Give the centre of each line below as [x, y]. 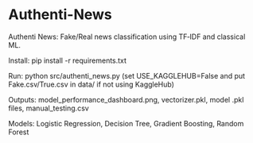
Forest [19, 132]
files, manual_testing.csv [49, 108]
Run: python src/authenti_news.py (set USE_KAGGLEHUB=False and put [127, 75]
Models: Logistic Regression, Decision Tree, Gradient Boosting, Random [126, 123]
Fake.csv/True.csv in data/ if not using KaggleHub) [91, 84]
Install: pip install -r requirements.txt [68, 60]
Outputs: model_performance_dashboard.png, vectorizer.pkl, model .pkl [126, 99]
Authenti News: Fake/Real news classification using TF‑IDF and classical [127, 37]
